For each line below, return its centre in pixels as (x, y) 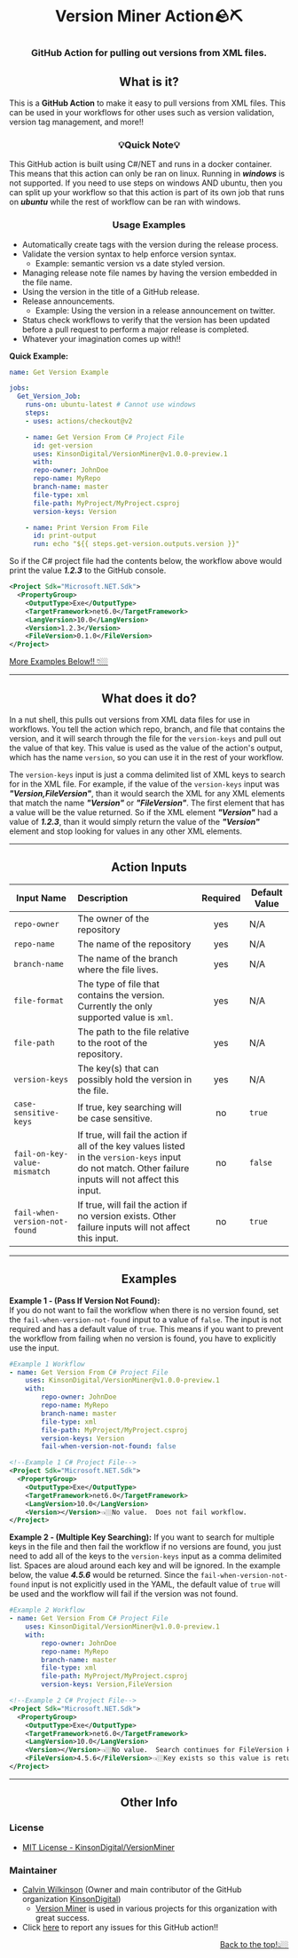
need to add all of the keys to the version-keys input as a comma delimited (145, 1556)
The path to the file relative (133, 1032)
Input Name (41, 898)
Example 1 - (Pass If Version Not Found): (85, 1300)
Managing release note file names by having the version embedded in (149, 273)
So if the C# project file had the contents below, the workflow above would (145, 561)
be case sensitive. (115, 1118)
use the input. (34, 1348)
